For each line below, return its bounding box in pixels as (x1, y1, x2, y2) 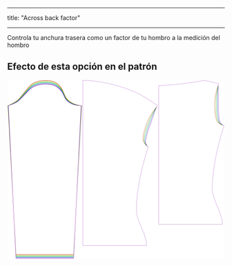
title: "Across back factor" (7, 14, 81, 21)
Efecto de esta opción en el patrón (7, 61, 157, 73)
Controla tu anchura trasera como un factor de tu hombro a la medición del (7, 34, 221, 41)
